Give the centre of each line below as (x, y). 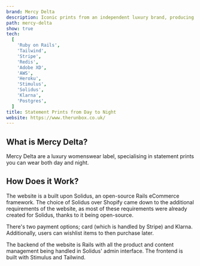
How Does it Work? (43, 181)
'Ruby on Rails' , (39, 46)
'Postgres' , (32, 101)
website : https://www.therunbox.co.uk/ (56, 117)
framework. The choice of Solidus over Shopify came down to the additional (100, 202)
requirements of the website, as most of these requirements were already (97, 208)
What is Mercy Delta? (47, 142)
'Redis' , (28, 62)
